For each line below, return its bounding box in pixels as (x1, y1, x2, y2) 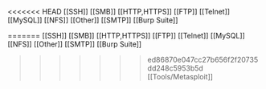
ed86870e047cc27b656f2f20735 (147, 55, 259, 64)
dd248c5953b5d (147, 63, 204, 73)
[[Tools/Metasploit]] (147, 72, 214, 81)
